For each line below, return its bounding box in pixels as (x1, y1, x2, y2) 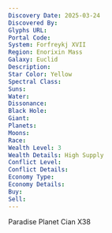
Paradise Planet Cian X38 (8, 216, 91, 226)
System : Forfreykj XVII (8, 41, 87, 49)
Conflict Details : (8, 166, 69, 174)
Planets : (8, 122, 37, 130)
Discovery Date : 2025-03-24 (8, 11, 101, 20)
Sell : (8, 195, 26, 203)
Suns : (8, 85, 26, 93)
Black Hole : (8, 107, 47, 115)
